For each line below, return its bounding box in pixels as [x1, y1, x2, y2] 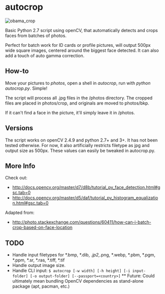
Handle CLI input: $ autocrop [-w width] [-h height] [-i [12, 268, 131, 274]
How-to [5, 67, 29, 75]
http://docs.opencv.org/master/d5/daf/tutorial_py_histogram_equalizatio [12, 195, 159, 201]
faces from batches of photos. [5, 33, 66, 38]
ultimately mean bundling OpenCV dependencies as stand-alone [12, 278, 144, 284]
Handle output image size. [12, 262, 66, 268]
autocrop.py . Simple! [5, 85, 48, 91]
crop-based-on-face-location [12, 224, 73, 230]
